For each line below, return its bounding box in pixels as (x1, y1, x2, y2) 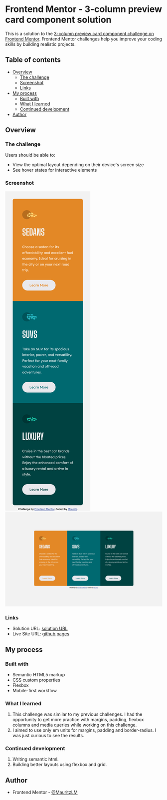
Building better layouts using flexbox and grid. (12, 762, 107, 768)
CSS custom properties (12, 677, 61, 683)
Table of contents (5, 56, 61, 64)
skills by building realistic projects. (5, 41, 76, 47)
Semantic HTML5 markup (12, 671, 65, 677)
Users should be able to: (5, 152, 56, 158)
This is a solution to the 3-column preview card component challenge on (5, 30, 155, 36)
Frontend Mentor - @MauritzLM (12, 790, 78, 796)
